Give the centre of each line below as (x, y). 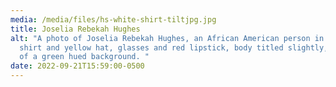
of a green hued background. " (84, 57)
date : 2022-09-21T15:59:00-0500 (77, 66)
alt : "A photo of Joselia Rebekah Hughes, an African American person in (167, 38)
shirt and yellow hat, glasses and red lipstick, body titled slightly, (174, 47)
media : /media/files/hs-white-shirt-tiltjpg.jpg (113, 19)
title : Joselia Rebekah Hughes (75, 29)
